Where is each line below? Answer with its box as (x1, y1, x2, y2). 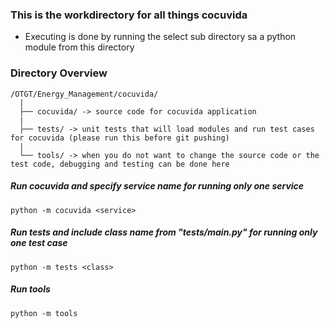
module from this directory (24, 41, 135, 53)
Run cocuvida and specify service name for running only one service (10, 180, 305, 192)
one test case (10, 237, 68, 249)
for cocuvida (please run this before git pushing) (10, 133, 230, 143)
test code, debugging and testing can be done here (10, 159, 230, 169)
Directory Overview (10, 66, 108, 80)
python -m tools (10, 308, 78, 318)
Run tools (10, 283, 51, 295)
